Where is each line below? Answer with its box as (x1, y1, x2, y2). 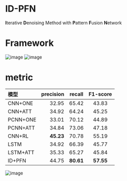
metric (5, 72, 34, 83)
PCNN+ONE (8, 116, 37, 123)
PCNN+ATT (8, 124, 35, 131)
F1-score (88, 90, 112, 97)
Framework (5, 37, 54, 49)
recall (70, 90, 84, 97)
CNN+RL (8, 132, 29, 139)
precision (41, 90, 65, 97)
